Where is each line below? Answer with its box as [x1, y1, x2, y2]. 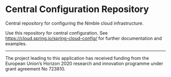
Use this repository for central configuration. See [5, 30, 108, 36]
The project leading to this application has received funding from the [5, 55, 149, 61]
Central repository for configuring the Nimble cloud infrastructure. [5, 20, 144, 26]
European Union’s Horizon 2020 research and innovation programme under [5, 60, 163, 66]
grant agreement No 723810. [5, 65, 66, 71]
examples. [5, 40, 27, 46]
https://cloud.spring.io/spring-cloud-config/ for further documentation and [5, 35, 162, 41]
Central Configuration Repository [5, 4, 149, 15]
